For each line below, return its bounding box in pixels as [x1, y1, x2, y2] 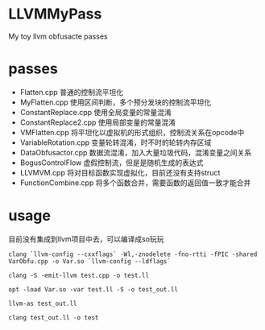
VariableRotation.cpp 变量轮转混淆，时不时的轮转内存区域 [19, 138, 212, 147]
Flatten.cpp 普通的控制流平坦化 [19, 87, 123, 97]
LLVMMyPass [8, 5, 102, 23]
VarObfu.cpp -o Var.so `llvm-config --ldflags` [8, 257, 172, 266]
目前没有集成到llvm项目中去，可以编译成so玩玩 [8, 234, 164, 244]
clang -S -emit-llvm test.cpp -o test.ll [8, 271, 150, 279]
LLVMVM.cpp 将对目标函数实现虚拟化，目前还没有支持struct [19, 167, 221, 177]
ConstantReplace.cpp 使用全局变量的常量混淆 [19, 107, 172, 117]
